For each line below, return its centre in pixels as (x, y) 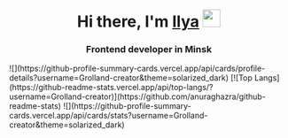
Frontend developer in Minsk (149, 50)
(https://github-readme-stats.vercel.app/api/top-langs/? (112, 88)
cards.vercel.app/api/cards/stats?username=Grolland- (109, 116)
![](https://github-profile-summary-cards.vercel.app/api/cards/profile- (137, 69)
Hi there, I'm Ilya (138, 22)
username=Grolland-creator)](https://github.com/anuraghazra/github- (137, 96)
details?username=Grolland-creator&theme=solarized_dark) (119, 78)
